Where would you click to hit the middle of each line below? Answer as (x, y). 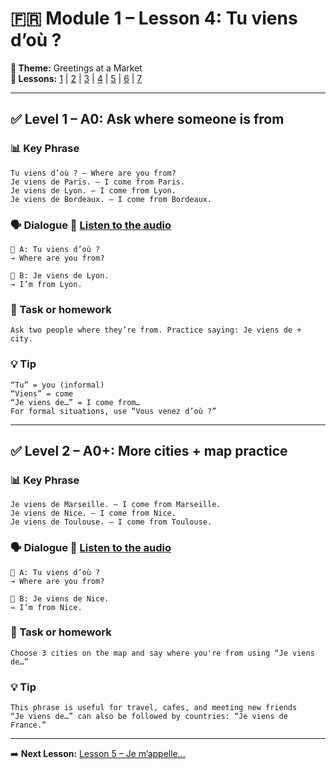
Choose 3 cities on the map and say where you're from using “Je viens (162, 653)
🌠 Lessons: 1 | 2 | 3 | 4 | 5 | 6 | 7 (76, 78)
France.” (28, 725)
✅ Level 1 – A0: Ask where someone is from (147, 119)
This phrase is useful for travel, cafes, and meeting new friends (154, 708)
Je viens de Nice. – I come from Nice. (93, 513)
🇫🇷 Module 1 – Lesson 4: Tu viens (154, 18)
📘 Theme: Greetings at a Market (76, 68)
